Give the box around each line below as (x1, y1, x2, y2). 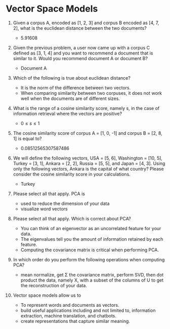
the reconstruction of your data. (20, 282, 88, 288)
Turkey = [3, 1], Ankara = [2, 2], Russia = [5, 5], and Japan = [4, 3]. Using (13, 160, 165, 167)
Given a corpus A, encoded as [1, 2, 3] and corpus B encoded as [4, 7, (13, 20, 159, 26)
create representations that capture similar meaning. (20, 318, 131, 324)
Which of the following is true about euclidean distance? (13, 75, 131, 81)
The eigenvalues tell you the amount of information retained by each (20, 236, 163, 242)
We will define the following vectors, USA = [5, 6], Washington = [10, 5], (13, 155, 162, 161)
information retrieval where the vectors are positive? (13, 111, 122, 117)
